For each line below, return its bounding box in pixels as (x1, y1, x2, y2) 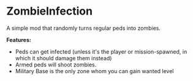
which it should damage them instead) (15, 54, 112, 62)
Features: (6, 36, 32, 43)
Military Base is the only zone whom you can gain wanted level (15, 67, 174, 74)
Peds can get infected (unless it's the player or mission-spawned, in (15, 48, 187, 55)
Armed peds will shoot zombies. (15, 61, 97, 68)
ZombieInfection (6, 4, 93, 18)
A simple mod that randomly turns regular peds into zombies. (6, 24, 161, 32)
